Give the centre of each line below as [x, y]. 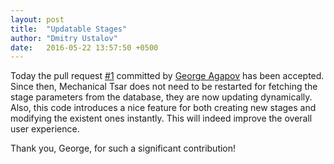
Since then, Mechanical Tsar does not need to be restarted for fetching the [164, 87]
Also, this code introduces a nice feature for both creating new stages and [163, 108]
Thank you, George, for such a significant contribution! [123, 148]
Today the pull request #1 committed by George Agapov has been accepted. [167, 76]
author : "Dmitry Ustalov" [64, 38]
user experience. [45, 129]
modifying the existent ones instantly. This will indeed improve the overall [161, 118]
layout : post [37, 19]
